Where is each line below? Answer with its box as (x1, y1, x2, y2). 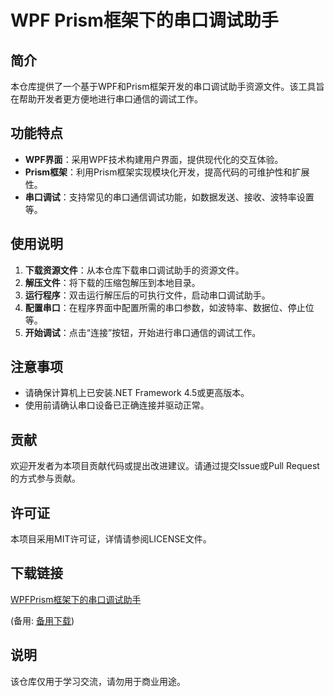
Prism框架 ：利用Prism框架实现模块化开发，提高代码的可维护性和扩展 (24, 166, 310, 178)
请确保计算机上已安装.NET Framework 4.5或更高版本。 (24, 387, 250, 399)
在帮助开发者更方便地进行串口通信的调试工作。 (10, 93, 203, 105)
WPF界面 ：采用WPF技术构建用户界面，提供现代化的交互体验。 (24, 153, 284, 165)
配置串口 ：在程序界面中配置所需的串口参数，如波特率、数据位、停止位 (24, 301, 315, 313)
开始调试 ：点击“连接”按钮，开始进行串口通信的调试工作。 (24, 326, 262, 338)
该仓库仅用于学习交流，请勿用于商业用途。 (10, 675, 186, 687)
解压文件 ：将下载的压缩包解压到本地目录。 (24, 276, 201, 288)
